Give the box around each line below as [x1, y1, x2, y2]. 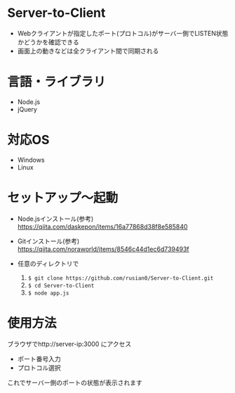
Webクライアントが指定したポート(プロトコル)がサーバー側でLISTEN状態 [17, 29, 229, 37]
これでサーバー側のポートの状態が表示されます [7, 378, 142, 387]
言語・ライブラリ [7, 74, 107, 90]
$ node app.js [27, 290, 69, 297]
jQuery [17, 105, 37, 113]
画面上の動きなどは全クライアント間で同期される [17, 46, 159, 55]
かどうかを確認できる [17, 37, 79, 46]
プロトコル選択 [17, 363, 61, 372]
